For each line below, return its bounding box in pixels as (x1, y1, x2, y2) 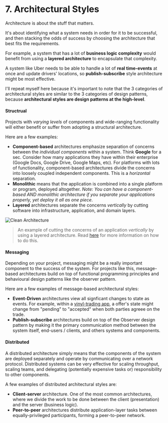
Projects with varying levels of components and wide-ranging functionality (5, 119, 159, 125)
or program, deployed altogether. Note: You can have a (12, 186, 127, 192)
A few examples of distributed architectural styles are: (5, 381, 117, 387)
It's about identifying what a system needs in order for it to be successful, (5, 30, 158, 36)
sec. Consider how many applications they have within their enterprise (12, 154, 158, 160)
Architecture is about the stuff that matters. (5, 20, 94, 26)
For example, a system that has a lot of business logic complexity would (5, 50, 156, 56)
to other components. (5, 371, 50, 377)
